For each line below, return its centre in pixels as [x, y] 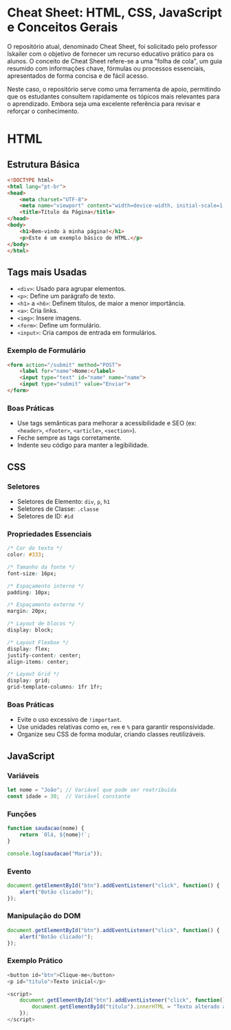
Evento [19, 871]
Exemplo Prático [35, 961]
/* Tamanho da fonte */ [41, 567]
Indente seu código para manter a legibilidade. [83, 445]
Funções [22, 814]
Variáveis [23, 776]
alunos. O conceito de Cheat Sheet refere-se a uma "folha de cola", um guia [114, 61]
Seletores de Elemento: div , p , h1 [63, 501]
